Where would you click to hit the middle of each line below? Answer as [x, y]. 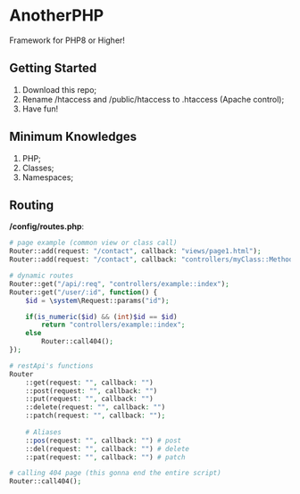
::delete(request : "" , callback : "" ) [96, 408]
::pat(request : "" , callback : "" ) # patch [105, 457]
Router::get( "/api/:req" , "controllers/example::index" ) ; [119, 284]
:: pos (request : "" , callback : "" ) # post [103, 440]
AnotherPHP [57, 16]
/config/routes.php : [47, 226]
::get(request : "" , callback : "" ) [89, 383]
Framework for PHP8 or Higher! [67, 40]
